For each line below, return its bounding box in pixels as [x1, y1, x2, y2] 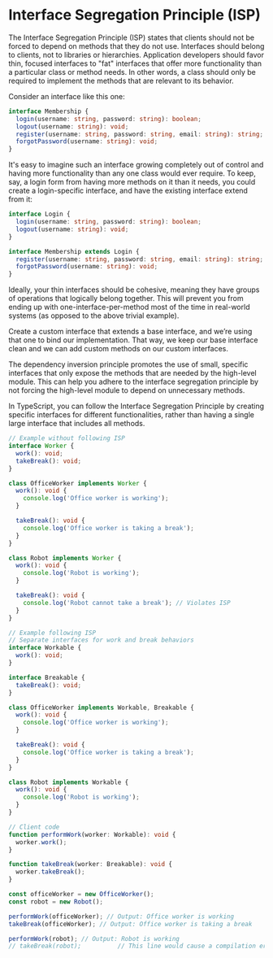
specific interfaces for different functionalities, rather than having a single [8, 410, 254, 420]
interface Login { [8, 210, 71, 219]
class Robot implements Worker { [8, 554, 122, 562]
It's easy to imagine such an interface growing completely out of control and [8, 160, 264, 170]
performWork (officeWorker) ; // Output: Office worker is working [8, 912, 234, 921]
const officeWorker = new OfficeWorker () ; [8, 891, 154, 899]
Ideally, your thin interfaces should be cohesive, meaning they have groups [8, 285, 260, 294]
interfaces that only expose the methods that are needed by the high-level [8, 368, 258, 378]
